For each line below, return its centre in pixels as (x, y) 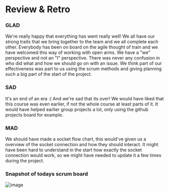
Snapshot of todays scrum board (47, 174)
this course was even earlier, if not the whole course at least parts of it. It (82, 104)
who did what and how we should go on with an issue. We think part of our (83, 63)
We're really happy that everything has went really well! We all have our (80, 36)
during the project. (25, 161)
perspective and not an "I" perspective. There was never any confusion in (83, 58)
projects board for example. (34, 115)
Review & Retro (38, 9)
